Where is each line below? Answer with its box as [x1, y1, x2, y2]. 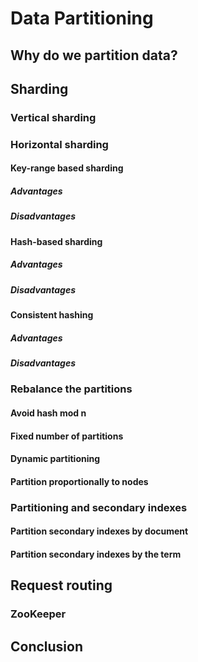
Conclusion [10, 638, 84, 655]
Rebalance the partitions [10, 382, 133, 396]
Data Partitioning [10, 7, 154, 30]
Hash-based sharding [10, 235, 103, 247]
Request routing [10, 577, 113, 594]
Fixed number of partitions [10, 430, 124, 442]
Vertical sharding [10, 110, 97, 124]
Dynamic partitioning [10, 453, 101, 465]
